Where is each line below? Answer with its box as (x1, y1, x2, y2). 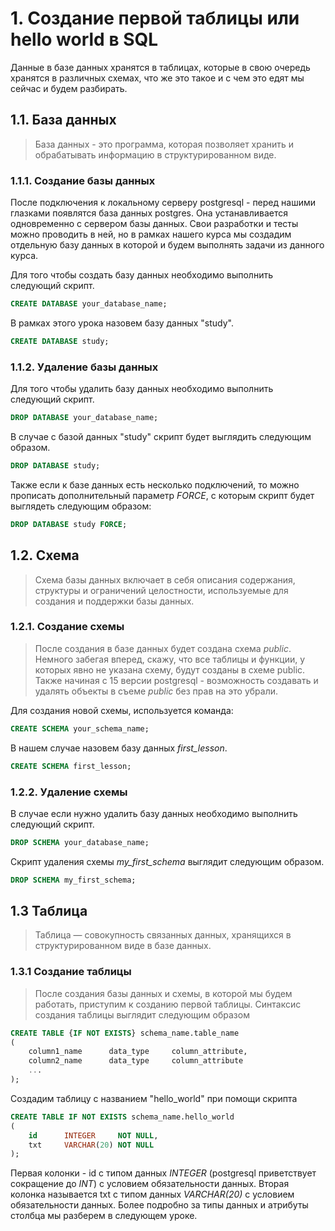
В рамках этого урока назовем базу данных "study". (10, 317, 234, 329)
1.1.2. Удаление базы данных (10, 360, 159, 374)
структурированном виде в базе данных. (34, 940, 212, 952)
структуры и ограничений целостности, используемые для (34, 584, 289, 596)
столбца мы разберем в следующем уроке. (10, 1210, 198, 1222)
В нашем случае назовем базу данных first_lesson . (10, 742, 228, 754)
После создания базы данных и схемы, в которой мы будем (34, 987, 293, 999)
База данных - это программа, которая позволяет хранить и (34, 138, 295, 150)
